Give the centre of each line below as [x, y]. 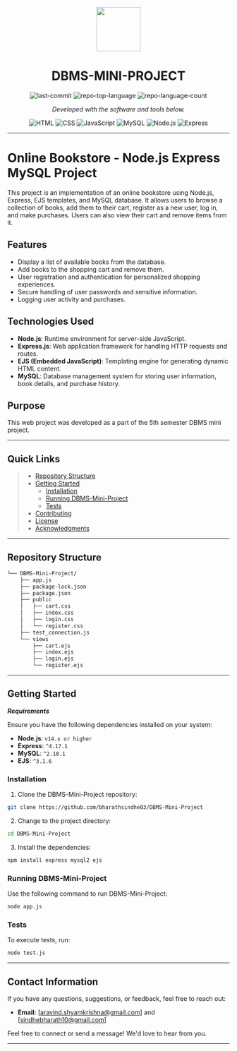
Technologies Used [50, 322]
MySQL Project [52, 173]
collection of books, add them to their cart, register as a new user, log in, [113, 208]
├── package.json [45, 593]
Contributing [53, 514]
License [47, 521]
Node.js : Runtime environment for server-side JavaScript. [102, 338]
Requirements [28, 711]
